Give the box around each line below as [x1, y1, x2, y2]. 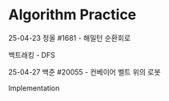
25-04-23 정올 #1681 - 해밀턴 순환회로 [8, 33, 131, 42]
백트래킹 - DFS [8, 50, 56, 59]
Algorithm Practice [8, 6, 137, 24]
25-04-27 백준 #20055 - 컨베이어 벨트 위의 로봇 [8, 67, 161, 77]
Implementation [8, 83, 60, 93]
